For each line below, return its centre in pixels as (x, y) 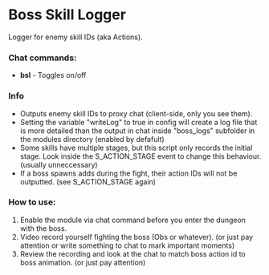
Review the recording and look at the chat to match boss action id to (133, 253)
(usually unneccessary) (59, 164)
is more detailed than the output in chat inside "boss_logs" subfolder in (137, 131)
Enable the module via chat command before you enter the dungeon (133, 220)
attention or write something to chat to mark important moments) (127, 245)
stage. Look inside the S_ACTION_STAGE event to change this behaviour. (141, 156)
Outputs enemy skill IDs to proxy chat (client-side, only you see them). (136, 113)
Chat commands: (43, 58)
